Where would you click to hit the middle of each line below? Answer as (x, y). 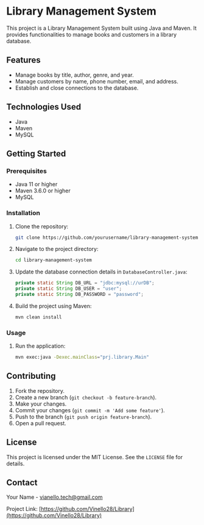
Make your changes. (41, 404)
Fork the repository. (40, 390)
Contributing (31, 376)
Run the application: (40, 346)
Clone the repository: (42, 226)
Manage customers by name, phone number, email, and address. (97, 81)
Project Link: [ (24, 509)
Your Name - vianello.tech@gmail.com (55, 497)
